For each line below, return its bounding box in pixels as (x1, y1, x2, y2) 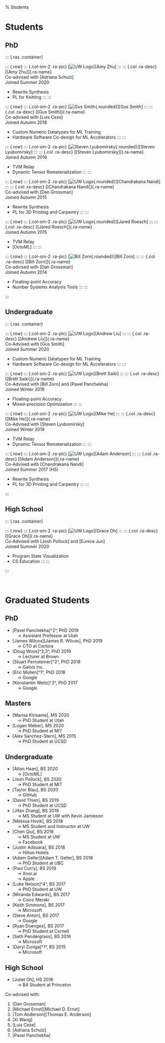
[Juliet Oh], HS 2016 (12, 976, 53, 983)
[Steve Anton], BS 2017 (12, 912, 60, 919)
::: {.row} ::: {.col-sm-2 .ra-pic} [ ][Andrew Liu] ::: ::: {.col (5, 330, 142, 336)
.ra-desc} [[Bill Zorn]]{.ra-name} (5, 259, 71, 264)
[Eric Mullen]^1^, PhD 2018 (12, 669, 66, 675)
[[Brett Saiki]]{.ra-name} (5, 376, 55, 382)
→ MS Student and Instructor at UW (17, 824, 90, 829)
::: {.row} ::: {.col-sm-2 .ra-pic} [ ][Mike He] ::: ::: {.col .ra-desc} (5, 410, 156, 416)
